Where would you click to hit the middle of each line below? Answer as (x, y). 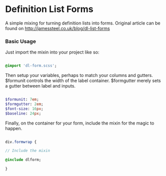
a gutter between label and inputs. (40, 86)
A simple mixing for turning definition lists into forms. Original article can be (83, 23)
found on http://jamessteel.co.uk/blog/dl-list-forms (57, 28)
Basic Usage (21, 41)
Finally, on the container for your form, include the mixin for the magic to (80, 123)
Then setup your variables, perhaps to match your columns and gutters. (79, 75)
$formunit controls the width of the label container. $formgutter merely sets (83, 80)
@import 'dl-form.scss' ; (31, 66)
